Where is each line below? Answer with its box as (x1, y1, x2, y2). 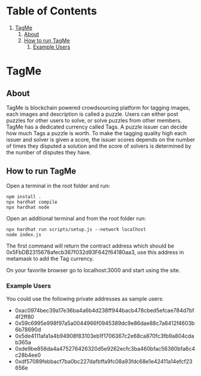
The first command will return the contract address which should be (6, 242, 175, 249)
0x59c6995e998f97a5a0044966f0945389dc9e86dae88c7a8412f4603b (14, 320, 195, 327)
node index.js (6, 231, 42, 238)
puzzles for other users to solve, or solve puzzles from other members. (6, 117, 182, 124)
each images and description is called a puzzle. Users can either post (6, 110, 178, 118)
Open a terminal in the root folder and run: (6, 182, 110, 189)
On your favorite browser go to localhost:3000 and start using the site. (6, 266, 181, 274)
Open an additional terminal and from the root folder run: (6, 214, 146, 222)
